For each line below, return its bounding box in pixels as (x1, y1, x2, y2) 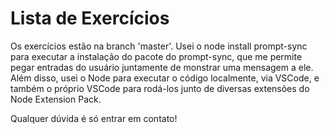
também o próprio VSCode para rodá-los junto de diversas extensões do (10, 82, 310, 94)
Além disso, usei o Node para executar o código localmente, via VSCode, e (10, 72, 320, 84)
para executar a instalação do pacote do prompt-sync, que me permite (10, 50, 303, 62)
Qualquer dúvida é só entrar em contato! (10, 112, 178, 124)
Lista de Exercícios (10, 7, 170, 30)
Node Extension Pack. (10, 93, 102, 105)
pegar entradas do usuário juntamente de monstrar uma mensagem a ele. (10, 61, 314, 73)
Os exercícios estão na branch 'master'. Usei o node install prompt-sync (10, 40, 308, 52)
